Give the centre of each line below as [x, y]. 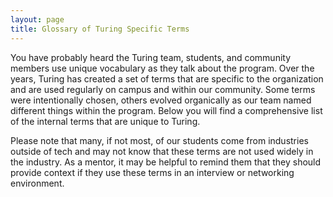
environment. [37, 183]
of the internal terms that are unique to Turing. [105, 121]
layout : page [37, 19]
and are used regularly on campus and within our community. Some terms [163, 89]
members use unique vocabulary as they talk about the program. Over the [162, 68]
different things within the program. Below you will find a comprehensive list [166, 110]
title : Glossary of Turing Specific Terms [100, 29]
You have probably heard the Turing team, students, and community [151, 57]
